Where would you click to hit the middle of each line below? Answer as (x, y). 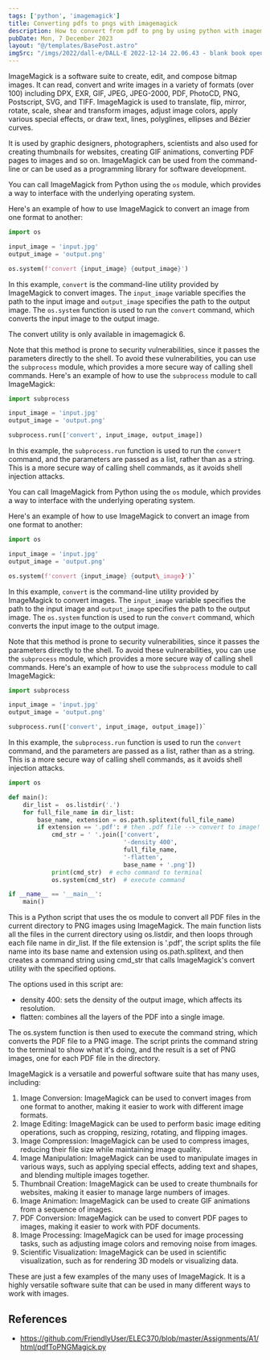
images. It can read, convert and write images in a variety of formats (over (131, 85)
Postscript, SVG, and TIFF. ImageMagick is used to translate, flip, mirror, (127, 102)
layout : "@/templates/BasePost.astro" (73, 46)
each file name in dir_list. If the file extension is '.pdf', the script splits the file (135, 943)
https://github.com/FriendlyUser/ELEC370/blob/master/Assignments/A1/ (139, 1338)
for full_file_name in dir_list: (79, 812)
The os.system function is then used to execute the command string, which (133, 1033)
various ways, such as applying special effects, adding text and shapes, (139, 1167)
